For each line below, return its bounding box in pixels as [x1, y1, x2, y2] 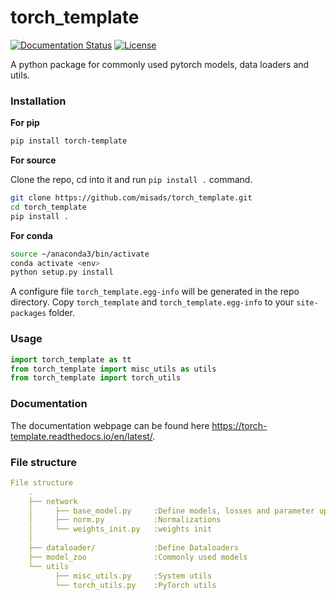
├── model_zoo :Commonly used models [28, 552, 248, 562]
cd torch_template [10, 202, 87, 212]
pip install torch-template [10, 136, 128, 146]
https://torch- [211, 419, 268, 431]
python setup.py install [10, 267, 114, 278]
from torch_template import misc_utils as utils [10, 364, 217, 374]
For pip [10, 117, 40, 129]
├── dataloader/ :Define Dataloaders [28, 543, 240, 553]
